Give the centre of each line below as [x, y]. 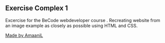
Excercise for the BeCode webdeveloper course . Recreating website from [83, 20]
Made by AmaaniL [24, 35]
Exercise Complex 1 [37, 8]
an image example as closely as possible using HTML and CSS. [72, 25]
